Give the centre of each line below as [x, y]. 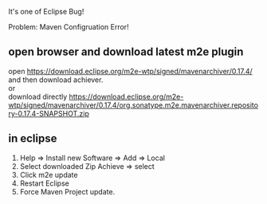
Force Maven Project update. [67, 191]
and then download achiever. [56, 80]
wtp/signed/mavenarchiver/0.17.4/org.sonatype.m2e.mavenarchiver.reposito [133, 105]
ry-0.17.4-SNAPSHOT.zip [49, 113]
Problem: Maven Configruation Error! [69, 27]
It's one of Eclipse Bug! [46, 12]
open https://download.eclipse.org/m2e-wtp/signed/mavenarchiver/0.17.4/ [130, 71]
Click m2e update [49, 175]
